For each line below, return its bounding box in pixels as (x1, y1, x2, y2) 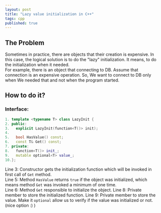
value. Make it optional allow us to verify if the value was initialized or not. (5, 197, 153, 203)
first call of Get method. (5, 171, 52, 177)
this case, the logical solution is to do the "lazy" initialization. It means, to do (5, 57, 157, 63)
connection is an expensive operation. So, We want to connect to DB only (5, 72, 151, 78)
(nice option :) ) (5, 202, 36, 208)
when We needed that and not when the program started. (5, 77, 119, 83)
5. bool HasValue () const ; (5, 135, 64, 140)
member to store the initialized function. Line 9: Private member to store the (5, 192, 156, 198)
